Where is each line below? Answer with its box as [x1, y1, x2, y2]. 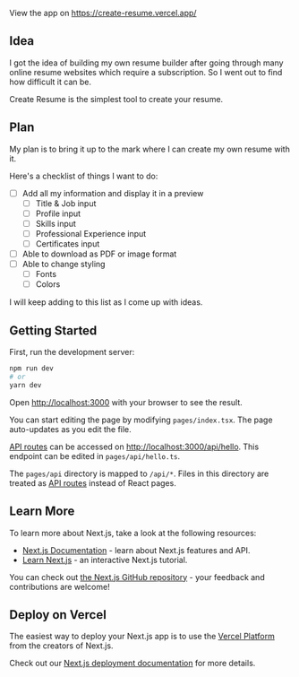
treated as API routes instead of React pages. [9, 477, 176, 488]
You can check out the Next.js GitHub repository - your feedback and [9, 571, 266, 582]
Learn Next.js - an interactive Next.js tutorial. [21, 554, 188, 565]
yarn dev [9, 380, 42, 389]
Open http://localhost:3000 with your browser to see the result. [9, 396, 243, 407]
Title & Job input [35, 197, 97, 209]
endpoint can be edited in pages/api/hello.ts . [9, 450, 181, 461]
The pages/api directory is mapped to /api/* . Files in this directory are [9, 468, 269, 479]
